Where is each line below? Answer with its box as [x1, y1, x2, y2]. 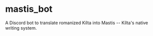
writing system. [5, 25, 37, 31]
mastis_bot [5, 3, 53, 15]
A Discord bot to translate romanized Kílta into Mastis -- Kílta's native [5, 20, 148, 26]
